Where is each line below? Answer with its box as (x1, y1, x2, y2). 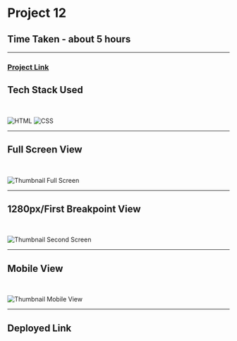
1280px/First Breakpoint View (7, 203, 141, 215)
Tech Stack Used (7, 84, 83, 96)
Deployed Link (7, 322, 72, 334)
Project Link (7, 62, 49, 72)
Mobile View (7, 263, 63, 275)
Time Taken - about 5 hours (7, 33, 131, 45)
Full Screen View (7, 143, 83, 156)
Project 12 (7, 5, 67, 21)
